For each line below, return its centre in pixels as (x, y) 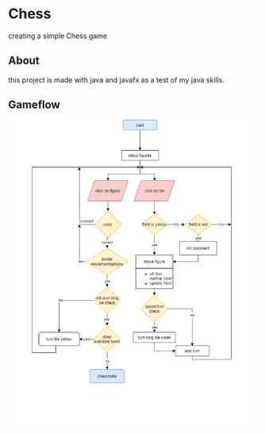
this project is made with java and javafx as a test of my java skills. (116, 79)
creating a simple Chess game (58, 36)
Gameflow (35, 105)
